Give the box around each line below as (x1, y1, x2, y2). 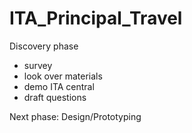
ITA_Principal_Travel (9, 7, 183, 30)
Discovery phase (9, 40, 79, 52)
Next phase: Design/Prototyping (9, 110, 142, 122)
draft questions (23, 91, 87, 103)
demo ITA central (23, 80, 95, 92)
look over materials (23, 70, 103, 82)
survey (23, 59, 53, 71)
